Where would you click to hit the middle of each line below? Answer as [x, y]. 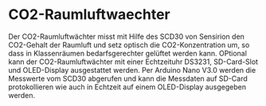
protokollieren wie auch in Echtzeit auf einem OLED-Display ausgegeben [127, 87]
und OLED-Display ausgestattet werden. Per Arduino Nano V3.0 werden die [132, 70]
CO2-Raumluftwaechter [90, 15]
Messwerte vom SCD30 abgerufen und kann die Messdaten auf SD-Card [128, 78]
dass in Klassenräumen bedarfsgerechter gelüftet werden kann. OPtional [127, 53]
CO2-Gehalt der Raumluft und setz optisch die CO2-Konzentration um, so [129, 44]
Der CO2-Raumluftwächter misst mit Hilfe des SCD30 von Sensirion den [127, 36]
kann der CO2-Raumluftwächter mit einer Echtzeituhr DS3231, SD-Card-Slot [133, 62]
